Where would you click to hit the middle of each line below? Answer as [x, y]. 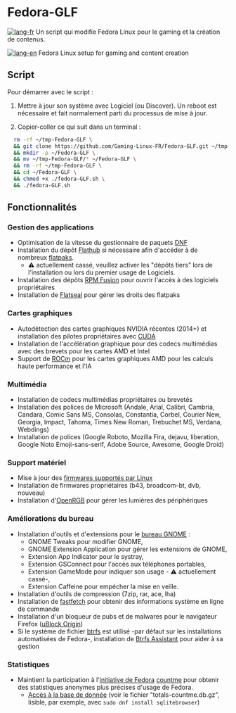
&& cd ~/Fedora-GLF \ [45, 172]
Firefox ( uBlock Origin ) [50, 624]
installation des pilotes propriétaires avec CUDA [86, 336]
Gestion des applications [51, 227]
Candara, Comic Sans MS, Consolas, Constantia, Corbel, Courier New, [119, 415]
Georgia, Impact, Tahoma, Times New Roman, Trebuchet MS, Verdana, [120, 422]
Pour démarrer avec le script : [50, 92]
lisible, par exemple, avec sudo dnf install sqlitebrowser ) [114, 702]
